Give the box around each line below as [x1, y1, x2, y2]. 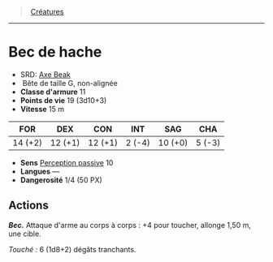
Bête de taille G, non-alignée [22, 78, 118, 88]
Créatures [30, 7, 64, 16]
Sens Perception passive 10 [19, 157, 114, 167]
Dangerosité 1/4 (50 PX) [19, 174, 103, 185]
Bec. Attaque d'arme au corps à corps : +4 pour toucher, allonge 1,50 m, [8, 220, 252, 230]
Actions [8, 199, 49, 213]
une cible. [8, 229, 42, 238]
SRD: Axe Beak [19, 69, 71, 79]
